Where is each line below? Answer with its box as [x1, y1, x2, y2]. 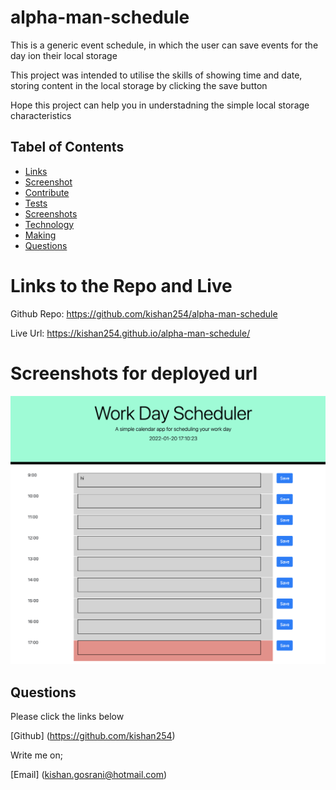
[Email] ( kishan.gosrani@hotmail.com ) [10, 769, 168, 781]
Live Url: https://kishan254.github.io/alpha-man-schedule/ [10, 327, 251, 339]
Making [24, 229, 57, 241]
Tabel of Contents [10, 139, 125, 156]
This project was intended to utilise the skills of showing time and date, [10, 69, 303, 81]
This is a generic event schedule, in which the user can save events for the [10, 39, 319, 51]
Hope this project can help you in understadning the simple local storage [10, 99, 310, 111]
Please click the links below [10, 711, 125, 723]
